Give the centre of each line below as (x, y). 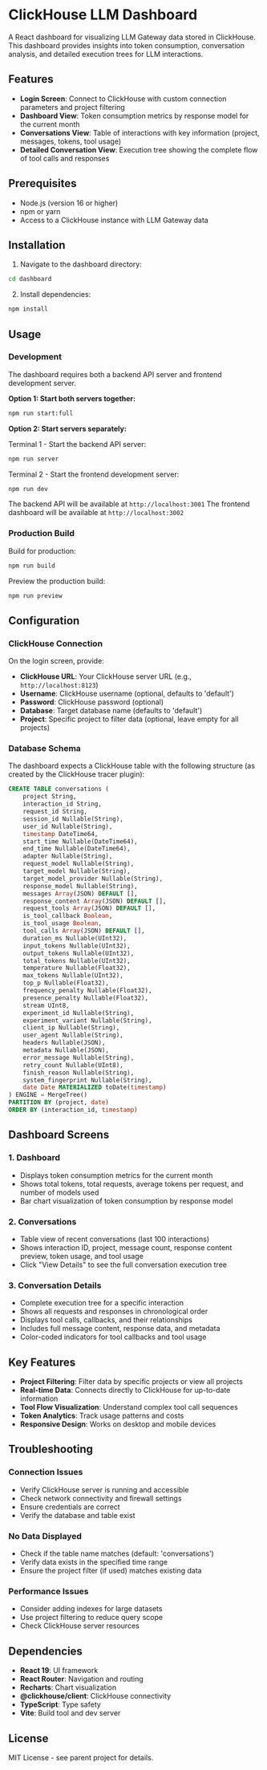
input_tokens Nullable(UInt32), (77, 946)
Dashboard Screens (59, 1135)
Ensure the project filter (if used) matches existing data (111, 1571)
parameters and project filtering (73, 107)
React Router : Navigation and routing (82, 1679)
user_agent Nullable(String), (73, 1035)
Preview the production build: (57, 581)
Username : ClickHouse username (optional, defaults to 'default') (127, 694)
